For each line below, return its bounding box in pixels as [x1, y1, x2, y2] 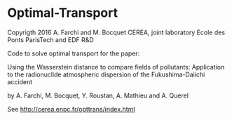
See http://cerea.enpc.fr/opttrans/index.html [7, 105, 135, 113]
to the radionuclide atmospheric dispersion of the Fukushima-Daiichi [7, 70, 205, 79]
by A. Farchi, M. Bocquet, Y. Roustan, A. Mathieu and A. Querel [7, 91, 189, 100]
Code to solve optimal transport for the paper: [7, 49, 140, 58]
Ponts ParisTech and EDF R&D [7, 35, 95, 44]
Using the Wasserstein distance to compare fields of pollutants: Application [7, 62, 225, 71]
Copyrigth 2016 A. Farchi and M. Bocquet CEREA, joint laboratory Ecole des [7, 28, 226, 36]
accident [7, 77, 33, 86]
